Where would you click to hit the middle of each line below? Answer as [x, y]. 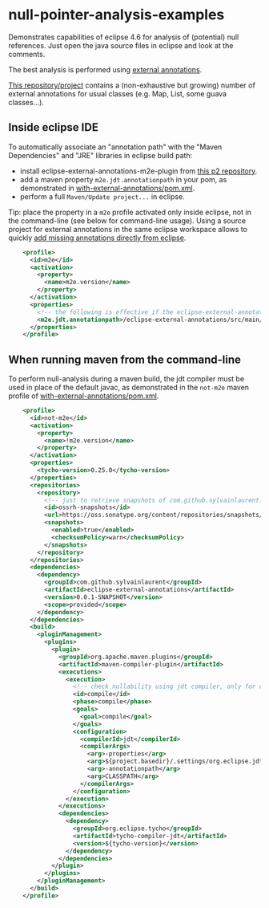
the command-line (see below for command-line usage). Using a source [127, 220]
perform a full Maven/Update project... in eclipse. [102, 196]
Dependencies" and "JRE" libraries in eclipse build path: [100, 155]
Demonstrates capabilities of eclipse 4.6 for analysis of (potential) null [124, 37]
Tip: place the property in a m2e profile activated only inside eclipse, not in [130, 212]
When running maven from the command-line [125, 359]
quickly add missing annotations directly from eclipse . [97, 238]
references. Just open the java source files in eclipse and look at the [121, 45]
